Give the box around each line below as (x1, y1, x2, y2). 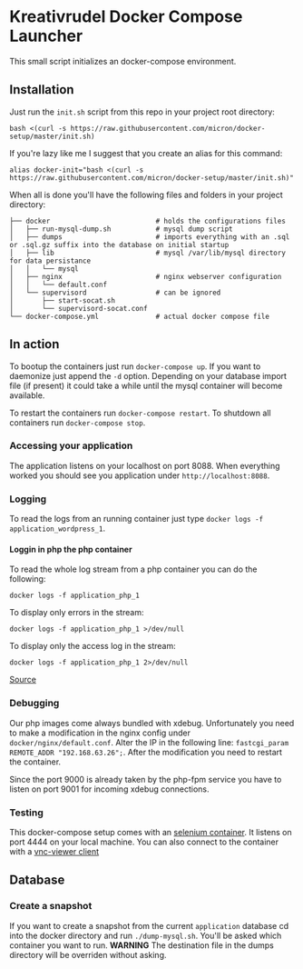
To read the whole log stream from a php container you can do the (9, 564, 258, 574)
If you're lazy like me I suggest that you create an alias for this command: (9, 147, 283, 158)
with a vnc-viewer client (9, 845, 100, 856)
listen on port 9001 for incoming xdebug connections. (9, 784, 210, 794)
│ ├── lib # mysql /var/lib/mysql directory (9, 248, 286, 257)
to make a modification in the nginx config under (9, 727, 191, 738)
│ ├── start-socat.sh (9, 295, 116, 305)
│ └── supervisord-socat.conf (9, 304, 148, 313)
